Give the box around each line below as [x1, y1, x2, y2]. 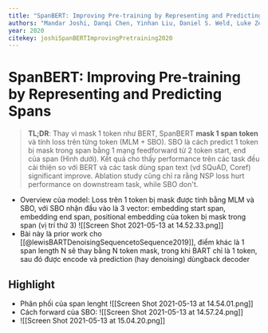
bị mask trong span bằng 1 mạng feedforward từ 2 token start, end [27, 145, 246, 156]
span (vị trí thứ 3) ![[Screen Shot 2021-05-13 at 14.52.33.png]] [19, 220, 224, 230]
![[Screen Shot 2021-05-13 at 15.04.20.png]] [19, 316, 166, 325]
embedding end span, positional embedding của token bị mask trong [19, 212, 246, 222]
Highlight [8, 277, 56, 291]
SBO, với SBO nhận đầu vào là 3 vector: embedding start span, [19, 204, 226, 213]
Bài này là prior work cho [19, 229, 102, 239]
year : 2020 [8, 26, 45, 34]
